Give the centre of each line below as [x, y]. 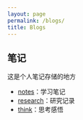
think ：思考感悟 [40, 110]
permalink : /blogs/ [36, 21]
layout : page [27, 14]
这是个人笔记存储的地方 [41, 76]
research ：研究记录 [46, 101]
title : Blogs [27, 27]
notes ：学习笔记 [41, 92]
